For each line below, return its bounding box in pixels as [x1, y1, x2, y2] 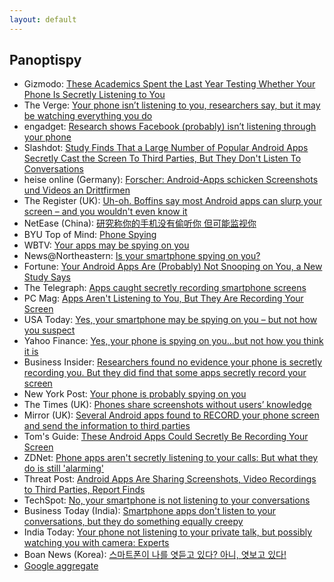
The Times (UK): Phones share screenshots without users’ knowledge [23, 399, 312, 411]
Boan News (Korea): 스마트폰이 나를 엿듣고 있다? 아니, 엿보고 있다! [23, 549, 287, 561]
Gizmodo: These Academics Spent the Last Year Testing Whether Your [23, 78, 316, 90]
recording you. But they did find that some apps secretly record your [23, 367, 307, 379]
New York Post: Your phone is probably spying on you [23, 388, 247, 400]
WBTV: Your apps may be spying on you [23, 239, 190, 251]
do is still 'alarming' [23, 462, 105, 475]
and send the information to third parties [23, 420, 191, 432]
